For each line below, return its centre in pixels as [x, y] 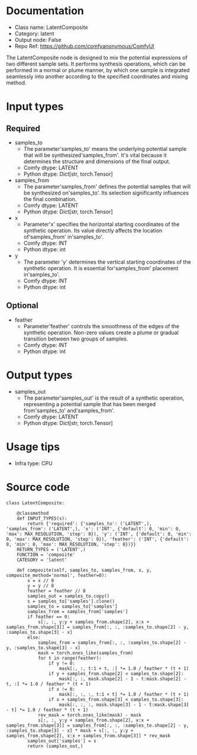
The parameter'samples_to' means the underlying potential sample [105, 148]
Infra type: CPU [34, 463]
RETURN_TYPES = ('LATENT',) [51, 549]
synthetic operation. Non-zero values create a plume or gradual [101, 332]
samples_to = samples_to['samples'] [72, 606]
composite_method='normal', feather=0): [57, 575]
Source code [38, 487]
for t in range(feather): [70, 658]
